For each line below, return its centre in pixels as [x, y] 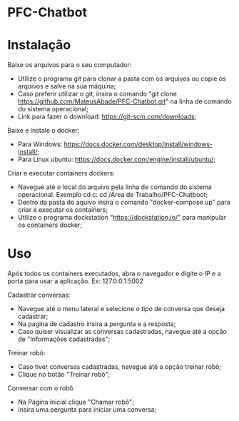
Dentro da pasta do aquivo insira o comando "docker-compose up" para [124, 202]
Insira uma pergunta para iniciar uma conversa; [87, 410]
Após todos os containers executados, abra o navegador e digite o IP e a [114, 274]
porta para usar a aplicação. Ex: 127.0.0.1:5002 [76, 281]
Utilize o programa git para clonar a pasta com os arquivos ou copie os [122, 78]
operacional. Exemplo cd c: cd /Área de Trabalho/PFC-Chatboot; [113, 195]
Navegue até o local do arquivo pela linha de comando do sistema [115, 187]
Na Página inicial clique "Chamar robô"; [76, 402]
